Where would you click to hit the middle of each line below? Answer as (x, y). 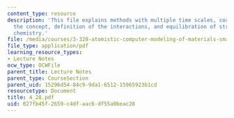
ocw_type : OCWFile (34, 65)
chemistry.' (31, 33)
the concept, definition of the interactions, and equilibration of (115, 26)
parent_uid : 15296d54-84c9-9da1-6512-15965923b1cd (82, 85)
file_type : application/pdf (48, 46)
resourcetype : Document (42, 91)
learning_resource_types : (45, 53)
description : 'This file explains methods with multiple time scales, (112, 20)
